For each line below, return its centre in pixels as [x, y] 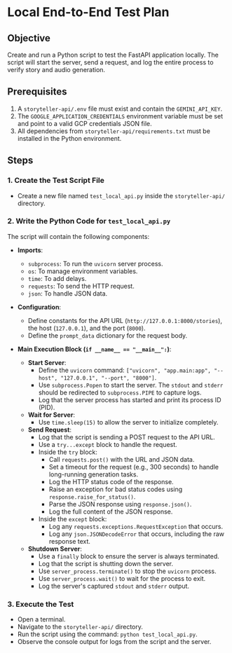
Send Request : [50, 429]
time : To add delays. [57, 278]
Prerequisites [37, 92]
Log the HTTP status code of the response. [111, 481]
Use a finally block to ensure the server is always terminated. [129, 556]
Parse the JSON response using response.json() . [120, 504]
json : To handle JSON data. [68, 293]
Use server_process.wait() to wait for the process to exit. [122, 578]
